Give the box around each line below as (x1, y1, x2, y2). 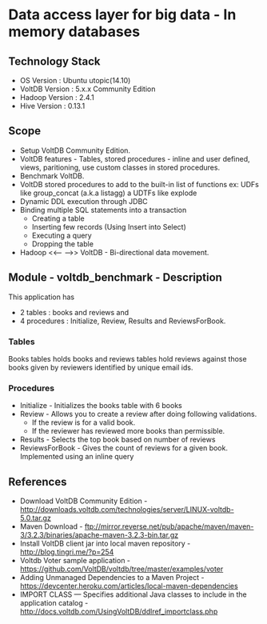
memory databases (8, 22, 141, 41)
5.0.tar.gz (19, 514, 52, 523)
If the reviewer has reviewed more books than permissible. (31, 426, 225, 436)
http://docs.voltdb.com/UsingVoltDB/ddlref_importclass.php (19, 606, 218, 617)
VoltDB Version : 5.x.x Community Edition (19, 84, 156, 94)
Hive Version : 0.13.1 (19, 102, 86, 110)
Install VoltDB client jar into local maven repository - (19, 538, 191, 549)
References (8, 474, 67, 489)
